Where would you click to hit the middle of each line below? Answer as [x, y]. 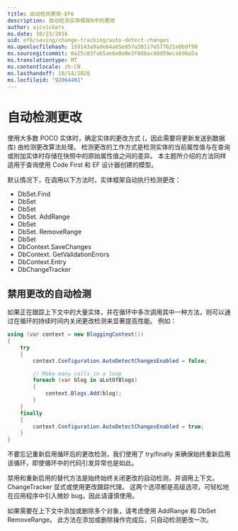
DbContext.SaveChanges [55, 247]
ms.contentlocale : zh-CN [44, 67]
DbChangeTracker [44, 270]
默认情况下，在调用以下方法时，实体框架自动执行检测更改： [94, 180]
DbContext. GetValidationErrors [63, 254]
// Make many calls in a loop [77, 373]
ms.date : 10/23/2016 [38, 34]
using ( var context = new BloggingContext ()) [75, 334]
